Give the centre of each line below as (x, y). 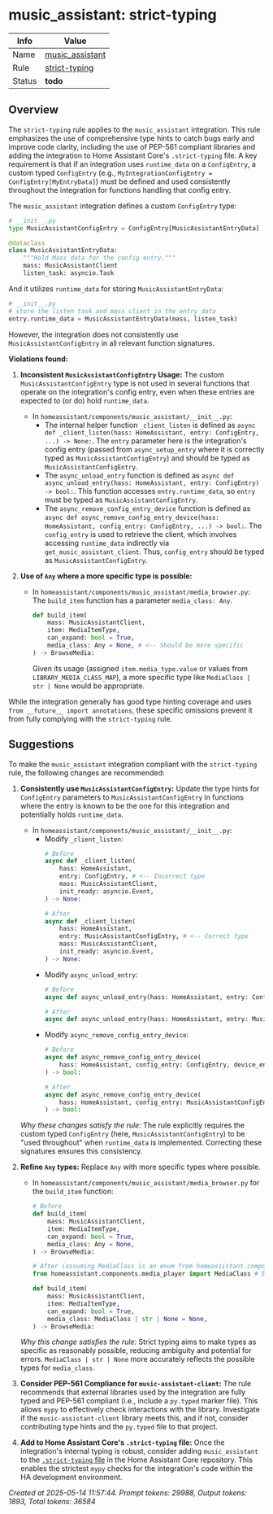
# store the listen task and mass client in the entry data (113, 311)
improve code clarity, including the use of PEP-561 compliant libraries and (132, 146)
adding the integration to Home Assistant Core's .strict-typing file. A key (133, 155)
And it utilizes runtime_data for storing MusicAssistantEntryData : (116, 288)
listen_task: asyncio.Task (69, 273)
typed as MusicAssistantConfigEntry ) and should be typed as (147, 458)
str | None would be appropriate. (88, 686)
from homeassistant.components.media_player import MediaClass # (145, 1274)
